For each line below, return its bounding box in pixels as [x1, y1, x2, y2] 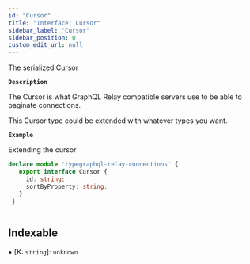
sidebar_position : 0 [8, 33, 77, 42]
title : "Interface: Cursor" [8, 19, 101, 27]
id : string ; [25, 175, 66, 183]
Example [8, 132, 34, 140]
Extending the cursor [8, 145, 77, 155]
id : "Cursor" [8, 11, 51, 20]
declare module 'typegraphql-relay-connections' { [8, 160, 179, 169]
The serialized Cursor [8, 63, 79, 72]
